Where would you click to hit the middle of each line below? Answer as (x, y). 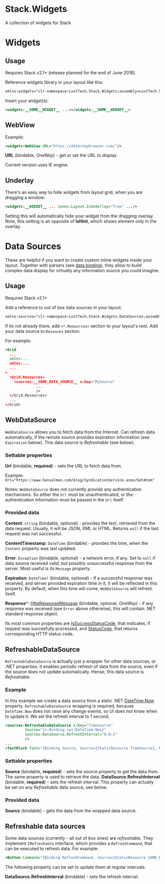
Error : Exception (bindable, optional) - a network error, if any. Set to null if (80, 558)
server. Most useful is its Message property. (48, 568)
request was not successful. (34, 534)
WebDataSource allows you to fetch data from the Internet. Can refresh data (80, 432)
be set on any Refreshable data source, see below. (56, 787)
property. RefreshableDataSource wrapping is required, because (69, 706)
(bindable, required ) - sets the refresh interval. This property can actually (79, 782)
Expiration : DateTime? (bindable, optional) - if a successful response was (79, 578)
